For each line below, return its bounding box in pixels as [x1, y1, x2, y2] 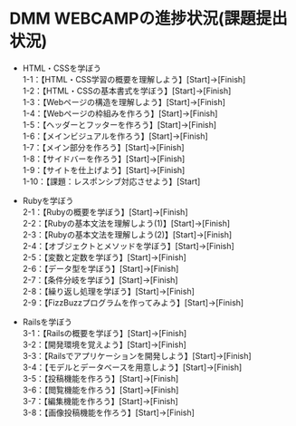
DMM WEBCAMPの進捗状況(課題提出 [9, 8, 288, 29]
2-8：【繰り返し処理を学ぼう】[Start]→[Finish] [22, 286, 195, 296]
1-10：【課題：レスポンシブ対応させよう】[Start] [22, 176, 201, 187]
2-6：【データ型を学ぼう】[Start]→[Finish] [22, 263, 179, 274]
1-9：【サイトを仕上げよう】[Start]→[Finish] [22, 164, 186, 175]
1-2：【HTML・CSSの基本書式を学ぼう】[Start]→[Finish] [22, 85, 232, 96]
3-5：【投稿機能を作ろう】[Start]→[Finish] [22, 373, 179, 383]
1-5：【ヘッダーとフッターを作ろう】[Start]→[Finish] [22, 119, 217, 130]
